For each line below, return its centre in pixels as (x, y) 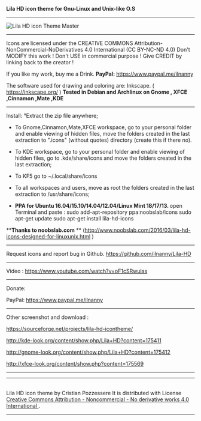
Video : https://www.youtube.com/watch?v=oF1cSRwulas (77, 271)
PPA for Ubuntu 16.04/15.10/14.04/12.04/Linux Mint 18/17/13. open (98, 206)
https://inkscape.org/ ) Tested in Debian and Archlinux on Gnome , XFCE (97, 92)
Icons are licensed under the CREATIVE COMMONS (70, 43)
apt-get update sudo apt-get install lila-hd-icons (74, 218)
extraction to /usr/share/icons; (52, 194)
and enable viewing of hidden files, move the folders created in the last (102, 134)
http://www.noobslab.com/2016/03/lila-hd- (138, 230)
